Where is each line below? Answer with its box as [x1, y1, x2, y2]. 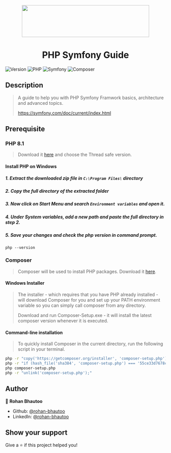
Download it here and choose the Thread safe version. [17, 151, 132, 158]
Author [5, 384, 28, 393]
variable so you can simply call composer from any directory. [17, 302, 146, 308]
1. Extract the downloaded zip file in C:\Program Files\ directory [5, 175, 144, 181]
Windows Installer [5, 280, 45, 286]
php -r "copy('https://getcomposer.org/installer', [5, 356, 117, 361]
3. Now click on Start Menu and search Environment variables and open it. [5, 201, 165, 207]
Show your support [5, 428, 68, 437]
